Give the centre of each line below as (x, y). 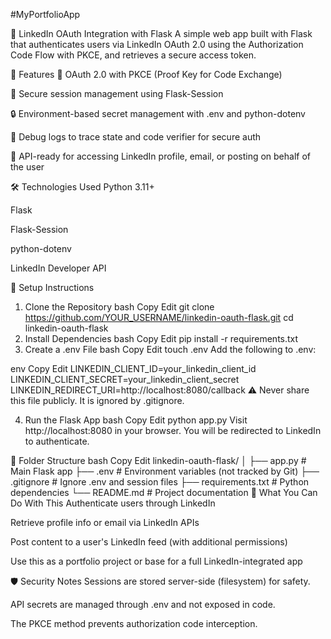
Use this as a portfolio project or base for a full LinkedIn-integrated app (156, 561)
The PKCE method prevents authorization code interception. (134, 623)
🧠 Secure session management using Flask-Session (117, 93)
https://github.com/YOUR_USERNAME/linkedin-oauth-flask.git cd (159, 317)
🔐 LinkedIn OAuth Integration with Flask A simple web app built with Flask (161, 33)
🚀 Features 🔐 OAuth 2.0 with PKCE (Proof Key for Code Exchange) (146, 74)
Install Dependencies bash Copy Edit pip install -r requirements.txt (161, 338)
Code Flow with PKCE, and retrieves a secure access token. (133, 55)
